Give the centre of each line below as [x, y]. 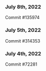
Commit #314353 [23, 41]
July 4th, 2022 [23, 53]
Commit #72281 [21, 64]
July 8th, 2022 [23, 7]
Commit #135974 [23, 18]
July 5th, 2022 [23, 30]
